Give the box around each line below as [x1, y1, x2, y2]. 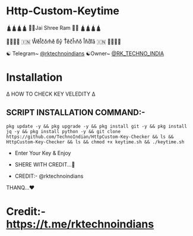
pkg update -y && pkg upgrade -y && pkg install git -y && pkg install [6, 123, 187, 129]
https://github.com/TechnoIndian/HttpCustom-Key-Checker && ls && [6, 134, 174, 140]
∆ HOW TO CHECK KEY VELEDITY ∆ [6, 90, 96, 97]
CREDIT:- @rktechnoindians [14, 172, 84, 180]
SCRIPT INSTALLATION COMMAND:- [6, 108, 145, 118]
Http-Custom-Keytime [6, 4, 120, 18]
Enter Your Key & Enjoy [14, 149, 71, 156]
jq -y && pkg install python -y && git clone [6, 128, 121, 134]
